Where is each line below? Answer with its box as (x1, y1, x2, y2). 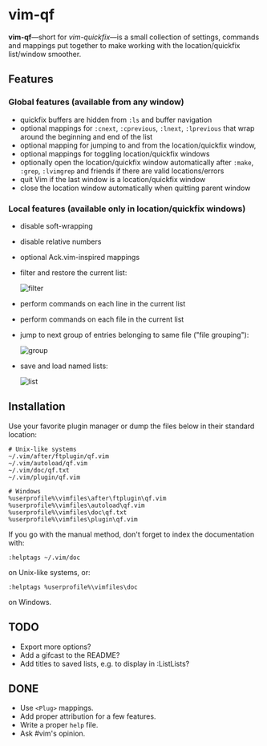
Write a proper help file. (19, 720, 99, 730)
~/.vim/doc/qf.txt (8, 466, 70, 474)
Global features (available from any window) (8, 96, 184, 107)
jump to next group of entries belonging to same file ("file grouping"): (19, 330, 249, 339)
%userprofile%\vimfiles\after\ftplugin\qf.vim (8, 494, 167, 502)
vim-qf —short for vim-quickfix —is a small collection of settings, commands (8, 32, 260, 42)
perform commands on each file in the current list (19, 314, 184, 324)
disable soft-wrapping (19, 221, 94, 230)
